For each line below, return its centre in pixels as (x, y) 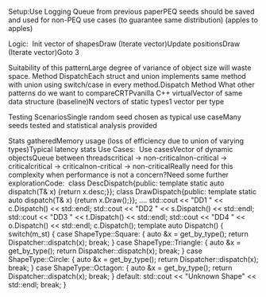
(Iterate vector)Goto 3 (44, 52)
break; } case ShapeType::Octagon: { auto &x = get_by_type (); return (120, 268)
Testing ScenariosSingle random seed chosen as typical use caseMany (125, 117)
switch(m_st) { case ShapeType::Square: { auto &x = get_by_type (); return (128, 234)
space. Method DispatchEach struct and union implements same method (127, 76)
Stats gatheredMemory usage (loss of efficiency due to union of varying (126, 141)
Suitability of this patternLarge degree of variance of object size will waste (130, 68)
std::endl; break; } (37, 285)
